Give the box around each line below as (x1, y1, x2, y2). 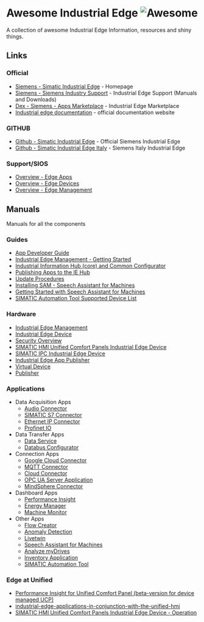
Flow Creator (24, 521, 57, 529)
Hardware (6, 310, 37, 319)
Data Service (24, 437, 57, 444)
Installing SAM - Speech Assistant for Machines (15, 281, 135, 289)
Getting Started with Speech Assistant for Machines (15, 288, 146, 295)
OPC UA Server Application (24, 476, 93, 483)
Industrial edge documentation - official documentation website (15, 109, 175, 116)
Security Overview (15, 336, 62, 344)
